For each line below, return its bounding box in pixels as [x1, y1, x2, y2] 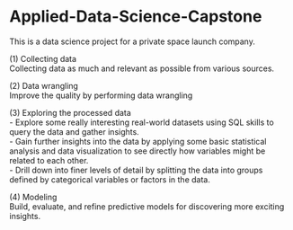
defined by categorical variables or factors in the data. [9, 173, 211, 185]
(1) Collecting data [9, 53, 77, 64]
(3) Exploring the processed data [9, 107, 132, 118]
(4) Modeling [9, 191, 58, 202]
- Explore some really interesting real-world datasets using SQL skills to [9, 117, 274, 128]
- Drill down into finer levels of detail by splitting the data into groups [9, 164, 263, 175]
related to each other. [9, 155, 89, 165]
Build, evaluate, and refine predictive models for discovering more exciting [9, 200, 285, 212]
